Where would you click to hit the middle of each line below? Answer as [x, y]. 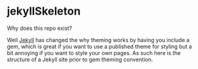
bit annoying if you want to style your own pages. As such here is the [94, 53]
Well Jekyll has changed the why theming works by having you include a [98, 40]
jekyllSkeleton [44, 11]
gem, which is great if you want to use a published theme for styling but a [99, 46]
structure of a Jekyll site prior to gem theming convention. [80, 59]
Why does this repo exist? [39, 28]
